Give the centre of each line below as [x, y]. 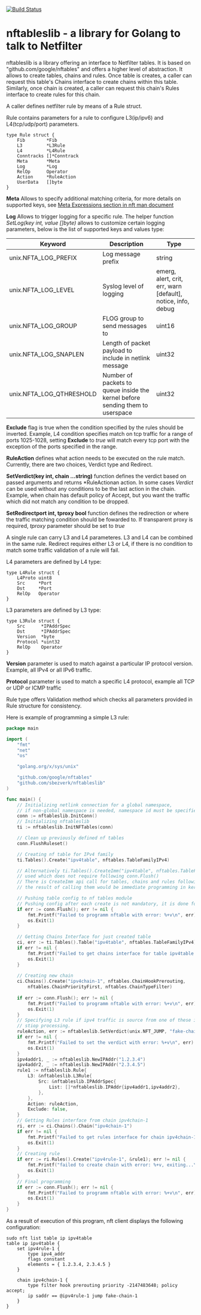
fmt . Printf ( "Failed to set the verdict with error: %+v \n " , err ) [111, 1042]
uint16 [166, 326]
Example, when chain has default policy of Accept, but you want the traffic [98, 495]
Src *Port [34, 583]
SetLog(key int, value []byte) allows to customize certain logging [86, 223]
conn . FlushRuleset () [42, 843]
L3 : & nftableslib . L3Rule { [60, 1076]
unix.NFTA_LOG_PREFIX [43, 257]
